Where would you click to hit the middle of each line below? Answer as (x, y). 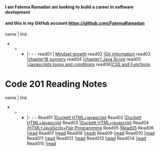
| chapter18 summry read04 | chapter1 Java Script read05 (84, 59)
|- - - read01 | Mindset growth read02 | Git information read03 (89, 54)
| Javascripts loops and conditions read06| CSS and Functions (89, 64)
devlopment (18, 12)
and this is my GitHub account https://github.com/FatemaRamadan (75, 23)
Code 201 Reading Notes (56, 84)
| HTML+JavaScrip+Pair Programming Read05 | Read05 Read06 (90, 128)
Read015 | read (41, 143)
